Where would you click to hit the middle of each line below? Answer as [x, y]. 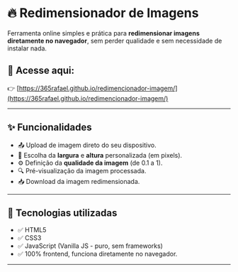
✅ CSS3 [29, 238]
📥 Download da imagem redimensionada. [79, 181]
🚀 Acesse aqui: [41, 71]
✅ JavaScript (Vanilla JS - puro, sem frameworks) [90, 246]
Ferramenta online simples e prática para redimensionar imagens [103, 33]
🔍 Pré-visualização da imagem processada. [82, 170]
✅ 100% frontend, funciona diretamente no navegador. [97, 254]
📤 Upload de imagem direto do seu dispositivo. [87, 145]
